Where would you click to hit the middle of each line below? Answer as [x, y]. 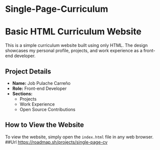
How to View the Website [45, 125]
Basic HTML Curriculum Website [73, 32]
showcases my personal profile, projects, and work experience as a [74, 51]
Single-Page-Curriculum [57, 9]
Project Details [28, 71]
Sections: [22, 94]
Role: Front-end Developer [39, 88]
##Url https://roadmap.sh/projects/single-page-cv [56, 142]
